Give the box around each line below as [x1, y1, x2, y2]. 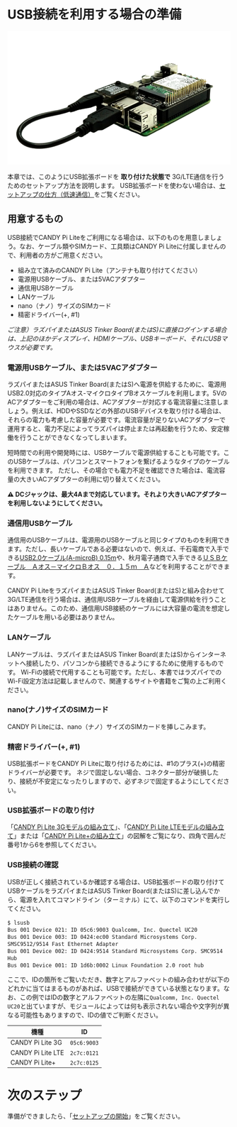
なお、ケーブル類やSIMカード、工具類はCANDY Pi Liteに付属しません [19, 242, 221, 251]
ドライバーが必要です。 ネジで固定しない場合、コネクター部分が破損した [7, 768, 219, 777]
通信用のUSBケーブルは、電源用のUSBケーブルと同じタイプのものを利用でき [7, 536, 231, 544]
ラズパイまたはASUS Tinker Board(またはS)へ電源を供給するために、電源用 [7, 380, 227, 388]
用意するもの [7, 213, 64, 225]
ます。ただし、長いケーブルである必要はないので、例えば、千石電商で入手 [7, 544, 224, 554]
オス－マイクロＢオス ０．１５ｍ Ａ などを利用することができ [37, 562, 224, 571]
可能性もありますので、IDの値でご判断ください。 [19, 1011, 163, 1019]
